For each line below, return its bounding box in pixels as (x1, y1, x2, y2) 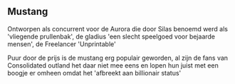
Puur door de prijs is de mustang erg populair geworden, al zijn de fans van (7, 53, 229, 62)
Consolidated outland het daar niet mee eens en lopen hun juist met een (7, 61, 219, 70)
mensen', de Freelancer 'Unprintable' (7, 39, 116, 48)
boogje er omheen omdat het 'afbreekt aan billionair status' (7, 68, 182, 77)
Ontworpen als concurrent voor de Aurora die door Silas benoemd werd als (7, 24, 228, 33)
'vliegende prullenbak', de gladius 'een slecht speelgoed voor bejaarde (7, 32, 216, 41)
